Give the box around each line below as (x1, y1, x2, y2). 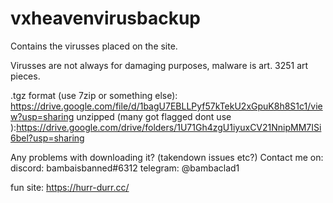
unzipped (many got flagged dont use (76, 110, 232, 122)
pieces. (10, 70, 41, 82)
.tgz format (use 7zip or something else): (10, 89, 178, 101)
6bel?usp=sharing (10, 132, 85, 144)
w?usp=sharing (10, 110, 75, 122)
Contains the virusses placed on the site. (10, 40, 178, 52)
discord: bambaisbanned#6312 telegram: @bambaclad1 (10, 162, 240, 174)
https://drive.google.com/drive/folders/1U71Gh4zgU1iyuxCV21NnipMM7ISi (16, 121, 322, 133)
